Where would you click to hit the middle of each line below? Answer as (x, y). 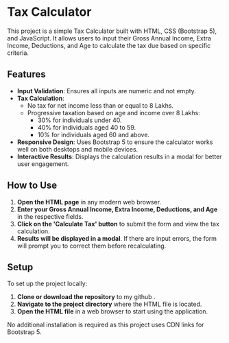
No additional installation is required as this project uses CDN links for (106, 325)
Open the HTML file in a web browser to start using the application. (112, 311)
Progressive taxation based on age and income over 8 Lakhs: (113, 113)
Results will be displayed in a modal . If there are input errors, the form (117, 238)
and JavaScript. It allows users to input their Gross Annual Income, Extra (109, 38)
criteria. (18, 53)
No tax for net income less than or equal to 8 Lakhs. (100, 105)
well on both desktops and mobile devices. (77, 149)
